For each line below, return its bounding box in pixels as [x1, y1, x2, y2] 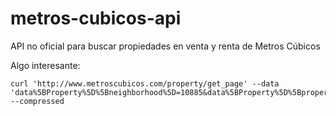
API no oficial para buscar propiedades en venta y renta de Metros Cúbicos [10, 40, 321, 52]
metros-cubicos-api [10, 7, 182, 30]
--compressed [10, 96, 65, 106]
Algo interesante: [10, 59, 81, 71]
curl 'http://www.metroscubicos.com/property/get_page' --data [10, 78, 280, 89]
